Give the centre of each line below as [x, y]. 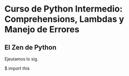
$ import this [17, 68]
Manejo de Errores [42, 30]
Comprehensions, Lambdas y [64, 19]
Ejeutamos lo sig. [21, 59]
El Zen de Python [31, 47]
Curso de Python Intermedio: [64, 9]
